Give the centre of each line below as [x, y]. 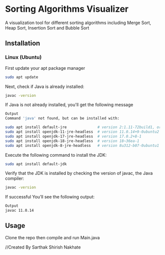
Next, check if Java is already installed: [45, 86]
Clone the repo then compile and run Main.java [53, 237]
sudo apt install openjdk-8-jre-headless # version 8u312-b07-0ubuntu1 [82, 145]
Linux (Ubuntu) [23, 57]
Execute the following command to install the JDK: [56, 155]
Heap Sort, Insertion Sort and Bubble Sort [47, 28]
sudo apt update [22, 77]
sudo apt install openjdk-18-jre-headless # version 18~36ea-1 [72, 141]
